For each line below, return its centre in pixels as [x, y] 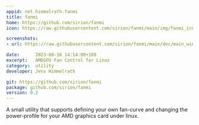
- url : [14, 44]
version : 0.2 [22, 93]
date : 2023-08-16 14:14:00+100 [51, 55]
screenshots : [22, 39]
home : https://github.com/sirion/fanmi [55, 22]
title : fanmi [22, 17]
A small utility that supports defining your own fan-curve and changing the [97, 110]
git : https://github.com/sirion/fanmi [54, 82]
